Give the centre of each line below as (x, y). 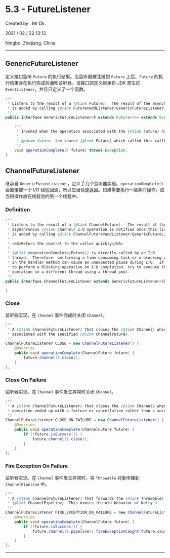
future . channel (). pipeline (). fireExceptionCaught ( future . (95, 531)
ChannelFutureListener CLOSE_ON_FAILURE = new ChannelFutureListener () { (85, 420)
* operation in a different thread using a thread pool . (69, 272)
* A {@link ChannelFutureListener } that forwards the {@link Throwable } (86, 498)
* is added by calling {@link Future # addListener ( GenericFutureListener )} (88, 108)
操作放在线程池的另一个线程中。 (47, 196)
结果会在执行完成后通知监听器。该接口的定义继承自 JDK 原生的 (75, 83)
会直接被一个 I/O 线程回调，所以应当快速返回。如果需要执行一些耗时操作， (83, 190)
